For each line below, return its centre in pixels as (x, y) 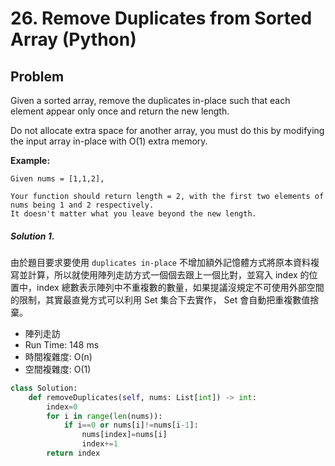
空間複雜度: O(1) (58, 369)
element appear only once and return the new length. (120, 111)
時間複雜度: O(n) (58, 356)
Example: (30, 160)
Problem (37, 76)
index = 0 (62, 407)
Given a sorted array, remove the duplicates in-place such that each (150, 100)
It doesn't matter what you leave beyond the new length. (133, 214)
